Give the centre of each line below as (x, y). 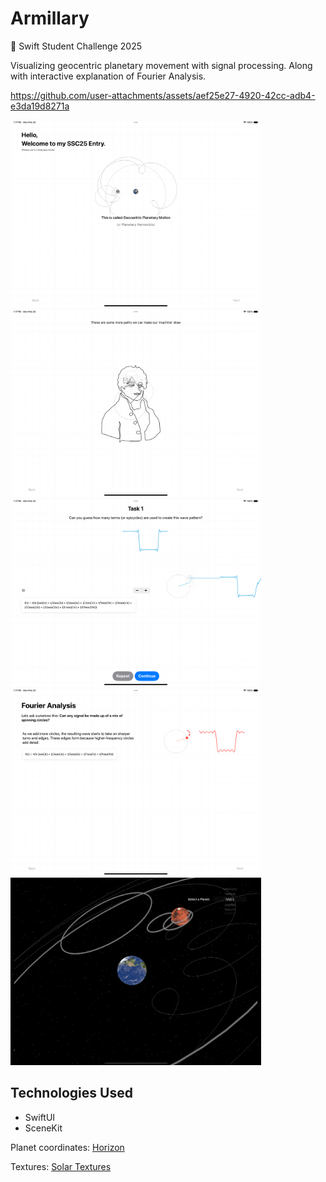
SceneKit (43, 1128)
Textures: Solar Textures (61, 1166)
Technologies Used (71, 1093)
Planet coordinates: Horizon (67, 1147)
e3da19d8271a (40, 106)
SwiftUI (40, 1117)
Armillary (50, 18)
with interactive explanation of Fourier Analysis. (108, 76)
